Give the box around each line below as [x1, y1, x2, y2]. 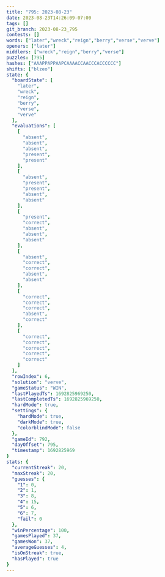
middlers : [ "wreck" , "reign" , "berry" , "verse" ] [6, 49, 124, 55]
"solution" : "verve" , [12, 379, 67, 385]
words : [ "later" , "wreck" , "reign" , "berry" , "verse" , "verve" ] [6, 37, 160, 43]
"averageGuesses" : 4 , [12, 545, 67, 551]
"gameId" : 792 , [12, 436, 51, 442]
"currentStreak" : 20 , [12, 464, 67, 470]
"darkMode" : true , [17, 419, 64, 425]
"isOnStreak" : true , [12, 550, 64, 556]
